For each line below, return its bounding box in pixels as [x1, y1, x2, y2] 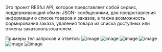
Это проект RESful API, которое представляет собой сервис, [5, 5, 138, 10]
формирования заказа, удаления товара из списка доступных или [5, 20, 150, 26]
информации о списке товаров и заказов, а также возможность [5, 15, 146, 21]
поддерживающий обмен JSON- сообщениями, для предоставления [5, 10, 156, 16]
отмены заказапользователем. [5, 26, 73, 32]
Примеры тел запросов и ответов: [5, 35, 80, 41]
